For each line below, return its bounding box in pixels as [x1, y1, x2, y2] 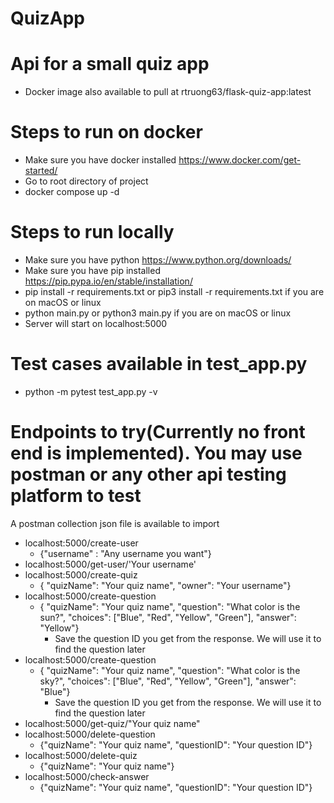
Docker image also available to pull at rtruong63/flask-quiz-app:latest [24, 86, 312, 98]
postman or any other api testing [10, 463, 287, 486]
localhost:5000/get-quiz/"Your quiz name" [24, 717, 201, 729]
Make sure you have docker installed [24, 154, 177, 166]
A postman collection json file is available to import [10, 517, 220, 529]
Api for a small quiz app [10, 53, 210, 76]
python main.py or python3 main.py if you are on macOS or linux [24, 307, 292, 319]
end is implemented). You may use [10, 442, 303, 465]
